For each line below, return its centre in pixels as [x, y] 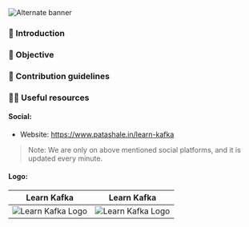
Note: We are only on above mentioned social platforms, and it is [135, 149]
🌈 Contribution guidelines [59, 76]
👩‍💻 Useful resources [49, 98]
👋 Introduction [37, 33]
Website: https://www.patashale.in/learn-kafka [97, 134]
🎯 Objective [31, 54]
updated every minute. [65, 158]
